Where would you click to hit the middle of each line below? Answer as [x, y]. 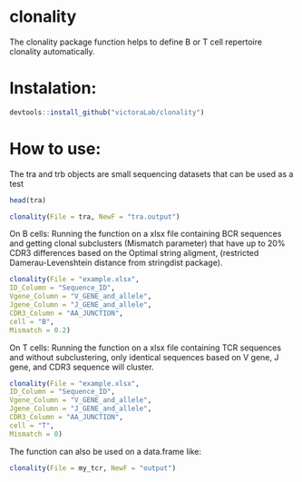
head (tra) [28, 200]
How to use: [55, 148]
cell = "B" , [32, 321]
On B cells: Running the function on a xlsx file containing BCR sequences [146, 234]
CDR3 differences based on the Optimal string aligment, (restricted [134, 253]
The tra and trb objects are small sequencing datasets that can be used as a [151, 173]
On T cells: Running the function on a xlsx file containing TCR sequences [146, 348]
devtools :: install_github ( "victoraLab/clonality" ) [107, 112]
